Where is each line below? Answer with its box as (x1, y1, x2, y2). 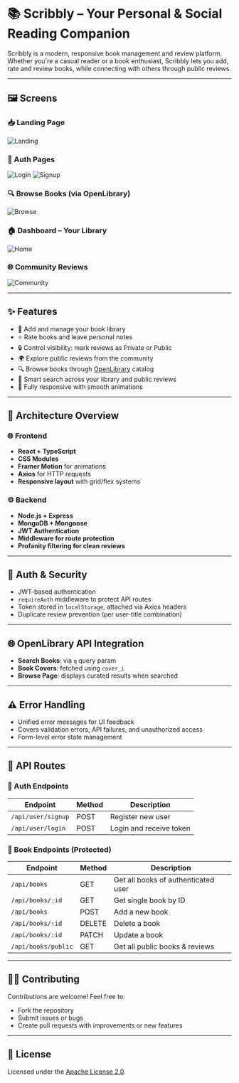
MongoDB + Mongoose (17, 518, 87, 527)
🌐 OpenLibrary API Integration (7, 637, 144, 649)
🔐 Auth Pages (7, 154, 55, 164)
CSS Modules (17, 454, 59, 463)
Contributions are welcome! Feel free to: (7, 992, 126, 1001)
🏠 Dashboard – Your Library (7, 225, 107, 235)
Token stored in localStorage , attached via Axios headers (17, 602, 187, 612)
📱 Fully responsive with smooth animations (17, 382, 144, 391)
